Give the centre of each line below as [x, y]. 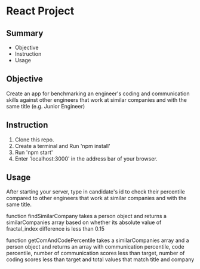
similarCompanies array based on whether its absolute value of [84, 222]
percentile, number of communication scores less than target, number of [96, 253]
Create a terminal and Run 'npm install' [62, 146]
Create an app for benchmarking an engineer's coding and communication [98, 93]
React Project [40, 11]
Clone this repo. [34, 140]
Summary [25, 33]
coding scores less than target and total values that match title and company [100, 259]
